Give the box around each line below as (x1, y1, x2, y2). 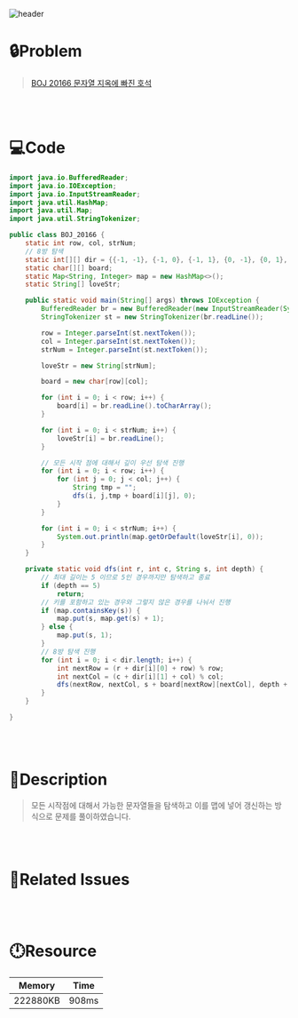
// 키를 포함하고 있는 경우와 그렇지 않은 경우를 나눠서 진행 (41, 598, 231, 607)
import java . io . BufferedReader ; (9, 173, 129, 182)
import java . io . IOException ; (9, 181, 117, 190)
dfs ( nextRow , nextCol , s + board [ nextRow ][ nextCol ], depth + (56, 680, 288, 689)
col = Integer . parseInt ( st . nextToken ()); (41, 337, 197, 346)
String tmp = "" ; (72, 483, 137, 492)
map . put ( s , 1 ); (56, 631, 114, 640)
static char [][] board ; (25, 263, 114, 273)
